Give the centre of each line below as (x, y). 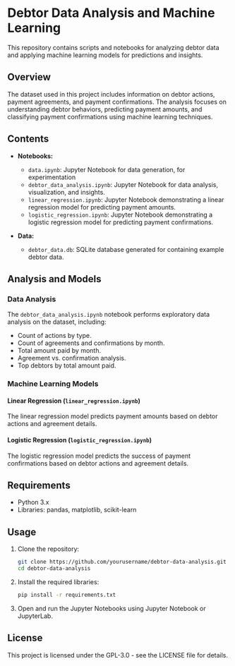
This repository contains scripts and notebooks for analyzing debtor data (113, 47)
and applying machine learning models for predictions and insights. (105, 55)
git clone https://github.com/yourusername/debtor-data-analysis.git (122, 562)
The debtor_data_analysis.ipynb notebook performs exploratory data (109, 315)
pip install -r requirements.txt (67, 595)
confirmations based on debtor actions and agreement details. (98, 463)
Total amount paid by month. (59, 351)
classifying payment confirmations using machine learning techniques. (110, 116)
